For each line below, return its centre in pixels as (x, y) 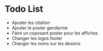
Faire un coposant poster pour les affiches (55, 33)
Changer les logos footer (37, 38)
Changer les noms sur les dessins (46, 43)
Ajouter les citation (31, 23)
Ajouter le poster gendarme (40, 27)
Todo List (24, 9)
